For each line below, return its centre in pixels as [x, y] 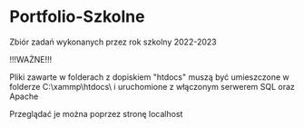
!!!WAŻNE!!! [31, 59]
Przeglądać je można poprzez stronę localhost [96, 113]
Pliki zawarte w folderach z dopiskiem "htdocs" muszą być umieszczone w [150, 77]
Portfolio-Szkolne [77, 17]
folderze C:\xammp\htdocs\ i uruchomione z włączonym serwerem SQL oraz [152, 86]
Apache [24, 96]
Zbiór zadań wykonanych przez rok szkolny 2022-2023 [113, 42]
